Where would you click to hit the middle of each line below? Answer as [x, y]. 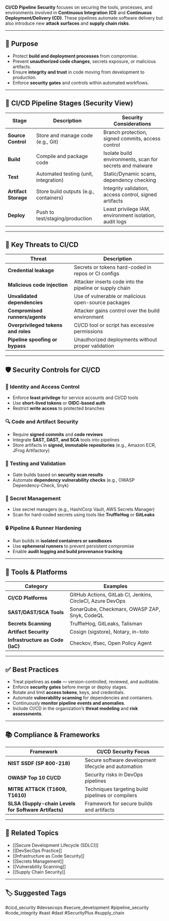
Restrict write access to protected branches [58, 408]
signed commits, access [132, 138]
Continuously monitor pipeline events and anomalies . [69, 703]
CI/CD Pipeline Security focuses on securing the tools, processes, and [79, 7]
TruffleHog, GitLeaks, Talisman [106, 624]
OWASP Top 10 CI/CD [34, 778]
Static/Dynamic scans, [130, 174]
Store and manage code [64, 135]
